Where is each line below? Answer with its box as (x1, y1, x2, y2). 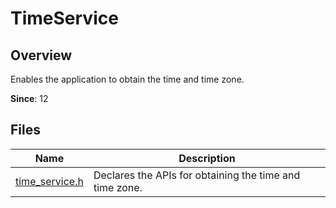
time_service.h (15, 174, 84, 188)
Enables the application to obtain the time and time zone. (10, 73, 245, 85)
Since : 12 (10, 93, 49, 104)
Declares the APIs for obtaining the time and (93, 168, 301, 182)
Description (178, 151, 236, 165)
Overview (10, 47, 73, 64)
